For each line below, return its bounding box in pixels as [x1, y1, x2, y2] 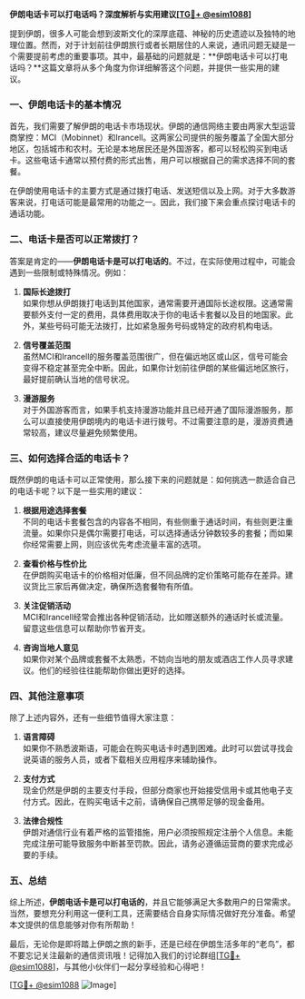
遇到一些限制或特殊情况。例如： [9, 267, 129, 278]
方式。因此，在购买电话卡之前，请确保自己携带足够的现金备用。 [30, 796, 270, 807]
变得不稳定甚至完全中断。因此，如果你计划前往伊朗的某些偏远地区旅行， [22, 362, 293, 373]
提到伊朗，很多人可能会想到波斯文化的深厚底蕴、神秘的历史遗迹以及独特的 [9, 28, 288, 39]
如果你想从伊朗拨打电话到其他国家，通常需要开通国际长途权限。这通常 [22, 297, 286, 308]
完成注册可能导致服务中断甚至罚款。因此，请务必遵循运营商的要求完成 [22, 838, 286, 849]
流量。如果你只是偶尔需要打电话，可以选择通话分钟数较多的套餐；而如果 [22, 527, 293, 539]
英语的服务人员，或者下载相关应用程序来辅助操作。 [30, 754, 222, 766]
